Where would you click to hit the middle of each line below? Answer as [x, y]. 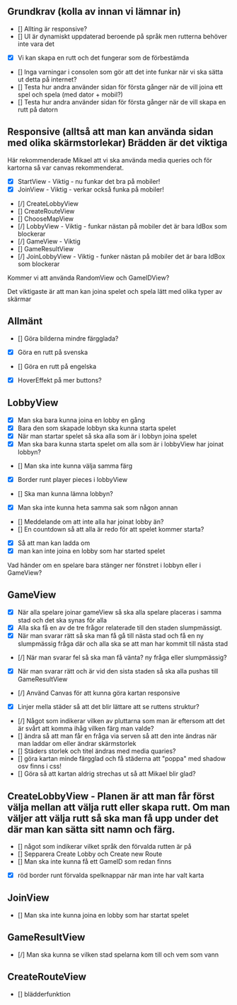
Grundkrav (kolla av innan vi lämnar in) [94, 12]
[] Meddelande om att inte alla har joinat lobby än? [91, 522]
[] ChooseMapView [46, 219]
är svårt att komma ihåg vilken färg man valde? [86, 729]
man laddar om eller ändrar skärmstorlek [77, 744]
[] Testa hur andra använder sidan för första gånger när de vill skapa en [122, 101]
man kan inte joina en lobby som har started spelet [91, 551]
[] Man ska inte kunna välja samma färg [75, 466]
